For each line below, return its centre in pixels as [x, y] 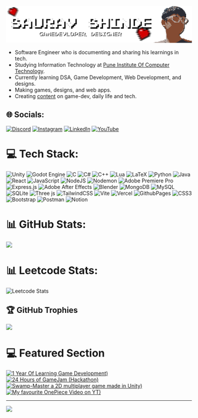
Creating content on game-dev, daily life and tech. [75, 96]
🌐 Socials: [25, 115]
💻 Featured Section [55, 353]
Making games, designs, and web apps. [63, 90]
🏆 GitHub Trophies [42, 310]
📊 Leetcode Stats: [52, 270]
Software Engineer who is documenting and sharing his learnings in [97, 52]
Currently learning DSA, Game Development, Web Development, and [98, 77]
